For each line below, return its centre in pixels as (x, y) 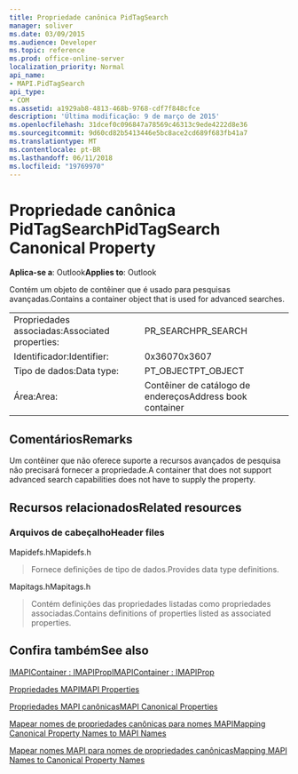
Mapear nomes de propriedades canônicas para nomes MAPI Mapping (137, 723)
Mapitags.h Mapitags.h (50, 586)
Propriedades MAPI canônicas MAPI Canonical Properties (114, 706)
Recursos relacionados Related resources (125, 507)
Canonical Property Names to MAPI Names (88, 733)
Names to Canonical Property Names (77, 760)
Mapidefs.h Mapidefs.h (50, 552)
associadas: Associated (62, 331)
